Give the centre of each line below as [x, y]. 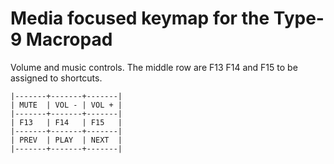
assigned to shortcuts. [56, 78]
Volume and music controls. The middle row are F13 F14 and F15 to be [154, 67]
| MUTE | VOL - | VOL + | [66, 105]
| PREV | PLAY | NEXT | [66, 140]
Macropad [69, 39]
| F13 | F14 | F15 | [66, 122]
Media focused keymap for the [140, 18]
